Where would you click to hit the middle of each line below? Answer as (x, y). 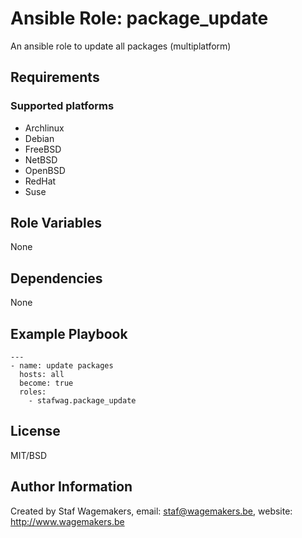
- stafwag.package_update (82, 401)
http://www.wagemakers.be (67, 521)
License (35, 431)
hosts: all (42, 375)
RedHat (40, 181)
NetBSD (41, 159)
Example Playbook (69, 333)
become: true (46, 383)
